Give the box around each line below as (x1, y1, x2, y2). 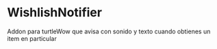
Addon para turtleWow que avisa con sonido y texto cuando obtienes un (7, 27, 211, 35)
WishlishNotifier (7, 5, 103, 20)
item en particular (7, 34, 57, 42)
